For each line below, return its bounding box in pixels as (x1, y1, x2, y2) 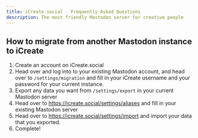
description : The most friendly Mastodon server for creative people (6, 14, 184, 20)
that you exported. (14, 119, 61, 126)
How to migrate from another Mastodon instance (6, 36, 192, 47)
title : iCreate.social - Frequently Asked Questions (6, 8, 141, 15)
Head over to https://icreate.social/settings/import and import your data (14, 112, 192, 119)
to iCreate (6, 45, 44, 56)
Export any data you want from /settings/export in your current (14, 87, 174, 94)
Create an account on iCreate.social (14, 62, 104, 69)
